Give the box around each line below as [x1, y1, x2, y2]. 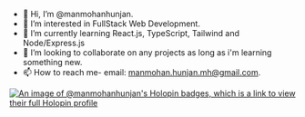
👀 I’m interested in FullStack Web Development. [22, 18, 200, 29]
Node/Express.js [22, 37, 85, 48]
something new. [22, 57, 83, 67]
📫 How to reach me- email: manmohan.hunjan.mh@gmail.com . [22, 67, 261, 77]
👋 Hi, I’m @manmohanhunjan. [22, 9, 134, 19]
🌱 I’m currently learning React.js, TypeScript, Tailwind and [22, 28, 239, 38]
